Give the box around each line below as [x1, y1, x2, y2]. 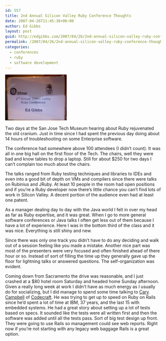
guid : [5, 34, 16, 39]
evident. [5, 264, 22, 270]
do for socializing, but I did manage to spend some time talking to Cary [5, 289, 149, 295]
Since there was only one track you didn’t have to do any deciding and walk [5, 238, 159, 244]
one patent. [5, 197, 29, 203]
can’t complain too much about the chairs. [5, 161, 91, 167]
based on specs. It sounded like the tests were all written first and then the [5, 310, 157, 316]
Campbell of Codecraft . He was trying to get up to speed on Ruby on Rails [5, 294, 156, 300]
